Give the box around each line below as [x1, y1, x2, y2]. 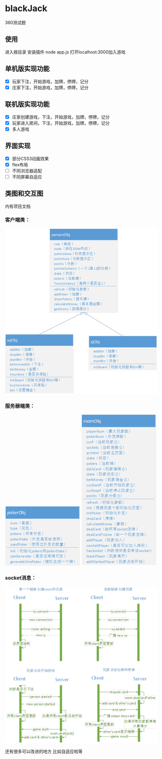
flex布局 [12, 161, 28, 168]
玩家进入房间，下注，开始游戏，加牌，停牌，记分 [12, 120, 110, 126]
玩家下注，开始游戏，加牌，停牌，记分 [12, 78, 88, 84]
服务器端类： [5, 402, 35, 409]
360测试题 [5, 19, 26, 25]
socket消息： [5, 574, 36, 581]
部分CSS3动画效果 [12, 155, 49, 161]
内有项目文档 [5, 203, 30, 209]
